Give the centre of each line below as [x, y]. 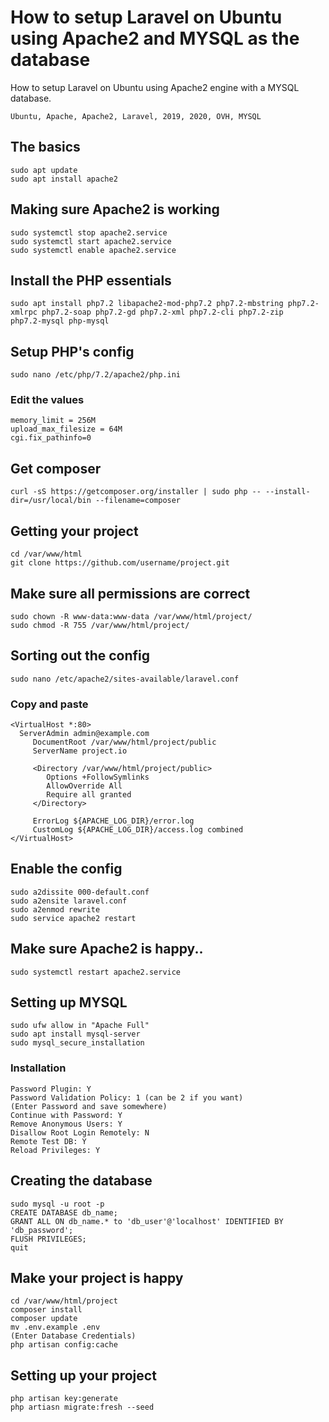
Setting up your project [83, 1375]
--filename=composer [138, 501]
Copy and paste [49, 704]
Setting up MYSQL [69, 1002]
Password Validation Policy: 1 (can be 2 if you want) [127, 1097]
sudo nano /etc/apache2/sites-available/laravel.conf [125, 679]
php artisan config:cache [64, 1345]
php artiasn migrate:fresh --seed [82, 1407]
